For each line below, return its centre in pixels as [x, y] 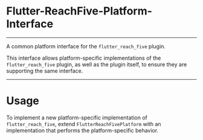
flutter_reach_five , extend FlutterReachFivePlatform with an [84, 124]
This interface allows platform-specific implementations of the [84, 58]
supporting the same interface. [45, 71]
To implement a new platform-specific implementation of [77, 117]
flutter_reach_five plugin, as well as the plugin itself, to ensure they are [97, 64]
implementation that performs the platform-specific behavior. [82, 130]
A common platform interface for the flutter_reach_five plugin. [86, 46]
